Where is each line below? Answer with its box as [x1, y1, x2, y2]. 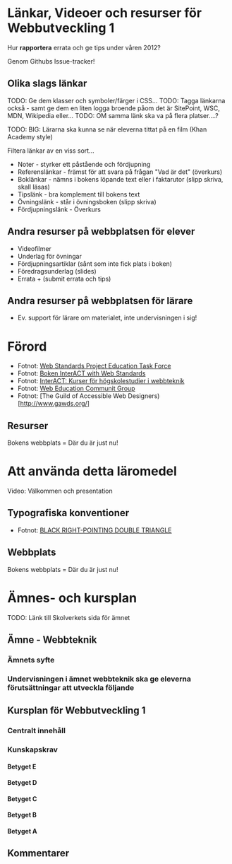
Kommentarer [7, 847, 70, 860]
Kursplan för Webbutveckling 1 [7, 705, 146, 717]
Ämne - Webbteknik [7, 634, 97, 646]
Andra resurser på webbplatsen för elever [7, 226, 195, 238]
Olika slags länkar [7, 78, 87, 90]
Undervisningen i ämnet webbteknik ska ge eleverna [7, 674, 192, 684]
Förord [7, 338, 47, 354]
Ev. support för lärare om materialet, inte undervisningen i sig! [17, 313, 197, 322]
